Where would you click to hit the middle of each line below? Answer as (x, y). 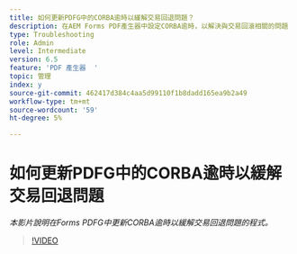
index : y (26, 85)
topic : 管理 (30, 77)
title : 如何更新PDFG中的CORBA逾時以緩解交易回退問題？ (102, 18)
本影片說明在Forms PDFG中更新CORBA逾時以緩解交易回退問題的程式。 (141, 222)
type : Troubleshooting (52, 34)
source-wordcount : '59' (54, 110)
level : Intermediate (48, 51)
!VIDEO (45, 240)
